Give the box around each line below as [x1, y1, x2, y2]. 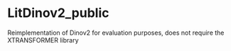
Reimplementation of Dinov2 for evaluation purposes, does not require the [7, 28, 225, 37]
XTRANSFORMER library [7, 35, 80, 44]
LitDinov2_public [7, 5, 109, 21]
